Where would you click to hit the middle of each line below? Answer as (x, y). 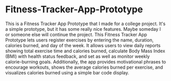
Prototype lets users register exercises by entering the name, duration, (80, 40)
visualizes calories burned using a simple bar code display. (67, 72)
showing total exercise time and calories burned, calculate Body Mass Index (85, 51)
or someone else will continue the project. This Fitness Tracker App (76, 34)
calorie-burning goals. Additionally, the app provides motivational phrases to (86, 62)
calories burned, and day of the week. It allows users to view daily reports (83, 45)
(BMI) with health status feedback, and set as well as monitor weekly (78, 56)
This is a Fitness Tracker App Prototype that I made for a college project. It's (86, 24)
